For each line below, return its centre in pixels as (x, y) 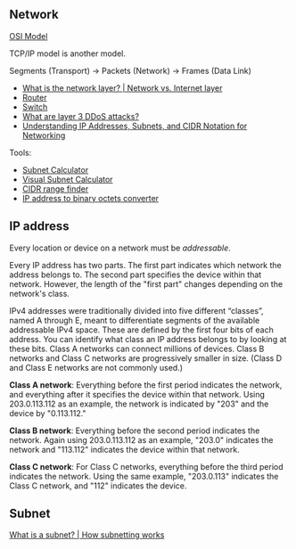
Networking (44, 135)
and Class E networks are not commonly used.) (96, 367)
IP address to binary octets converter (90, 198)
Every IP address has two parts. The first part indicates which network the (146, 265)
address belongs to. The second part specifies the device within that (136, 274)
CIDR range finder (55, 188)
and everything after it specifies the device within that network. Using (137, 394)
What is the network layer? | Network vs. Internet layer (122, 87)
